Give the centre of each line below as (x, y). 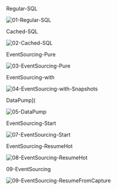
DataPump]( (21, 100)
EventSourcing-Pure (31, 54)
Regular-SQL (22, 9)
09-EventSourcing (29, 169)
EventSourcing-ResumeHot (39, 146)
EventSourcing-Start (31, 123)
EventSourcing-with (31, 77)
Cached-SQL (22, 31)
